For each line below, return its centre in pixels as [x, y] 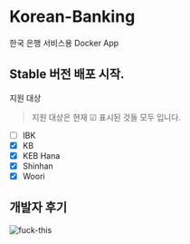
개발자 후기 [38, 207]
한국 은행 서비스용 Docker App [64, 43]
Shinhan [38, 166]
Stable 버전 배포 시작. [67, 74]
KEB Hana [41, 155]
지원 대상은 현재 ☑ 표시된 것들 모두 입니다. [106, 117]
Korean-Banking [72, 17]
